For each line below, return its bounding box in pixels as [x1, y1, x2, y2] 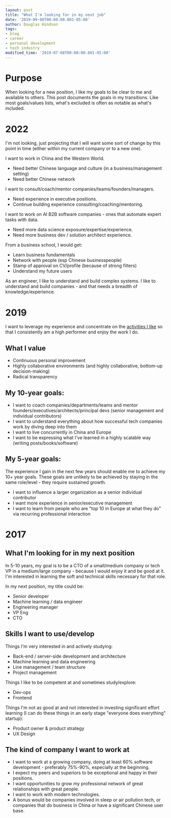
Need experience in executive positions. [12, 196, 97, 202]
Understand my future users [12, 268, 72, 274]
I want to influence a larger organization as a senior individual [12, 489, 142, 495]
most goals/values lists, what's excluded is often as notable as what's [5, 100, 152, 106]
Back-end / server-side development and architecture [12, 653, 126, 659]
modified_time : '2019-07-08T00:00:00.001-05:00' [5, 50, 111, 55]
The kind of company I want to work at [5, 745, 130, 754]
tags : [5, 27, 17, 32]
